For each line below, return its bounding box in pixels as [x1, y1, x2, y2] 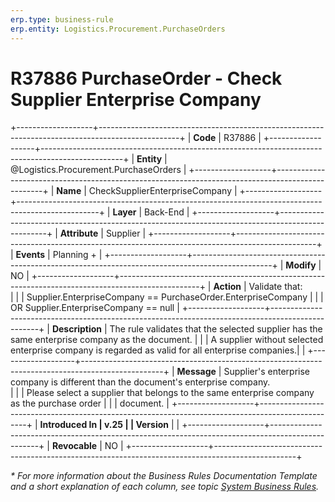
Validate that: [248, 281, 303, 293]
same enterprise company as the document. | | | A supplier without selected [10, 334, 324, 346]
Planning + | [52, 249, 103, 261]
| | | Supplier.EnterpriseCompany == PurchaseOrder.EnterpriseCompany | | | [10, 291, 324, 303]
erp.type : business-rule [10, 14, 114, 25]
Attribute [59, 227, 99, 240]
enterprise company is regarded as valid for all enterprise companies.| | [10, 344, 306, 356]
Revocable [51, 440, 98, 452]
